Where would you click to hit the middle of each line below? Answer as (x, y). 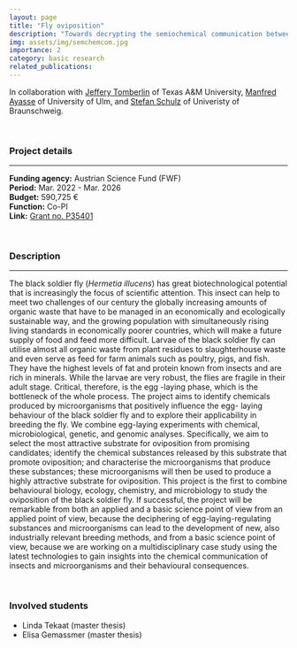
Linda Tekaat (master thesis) (74, 625)
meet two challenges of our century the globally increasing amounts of (138, 303)
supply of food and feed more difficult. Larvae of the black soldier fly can (142, 340)
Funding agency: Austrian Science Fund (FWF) (95, 179)
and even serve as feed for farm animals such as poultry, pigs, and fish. (140, 359)
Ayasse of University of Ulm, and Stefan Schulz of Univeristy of (125, 101)
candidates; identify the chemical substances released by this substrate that (148, 453)
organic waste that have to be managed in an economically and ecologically (147, 312)
